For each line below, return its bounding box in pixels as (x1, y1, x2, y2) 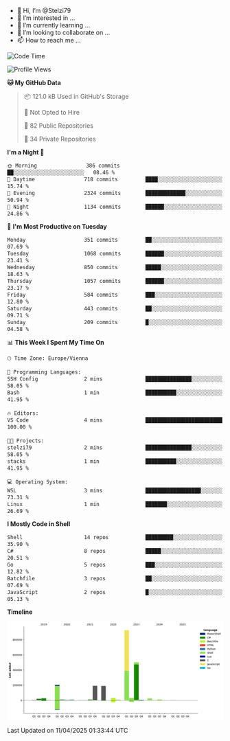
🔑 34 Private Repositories (23, 135, 96, 143)
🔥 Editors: (7, 410, 39, 417)
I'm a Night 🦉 (7, 148, 45, 156)
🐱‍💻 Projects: (7, 437, 45, 444)
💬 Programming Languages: (7, 369, 81, 376)
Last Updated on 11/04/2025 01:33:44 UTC (7, 727, 128, 735)
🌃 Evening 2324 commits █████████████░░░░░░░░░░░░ (7, 190, 223, 196)
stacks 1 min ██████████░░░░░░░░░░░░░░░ (7, 458, 223, 465)
